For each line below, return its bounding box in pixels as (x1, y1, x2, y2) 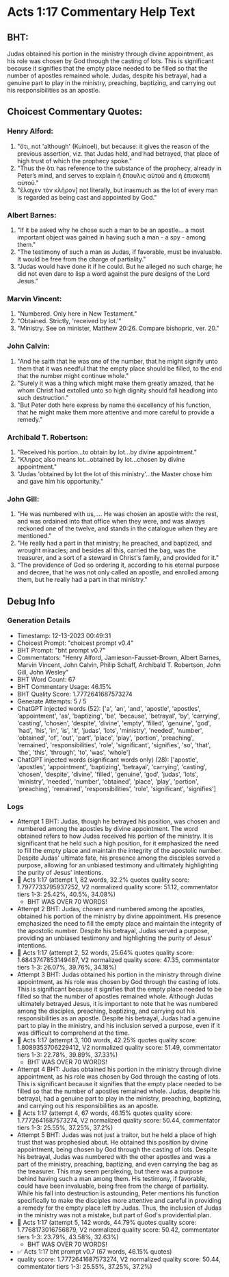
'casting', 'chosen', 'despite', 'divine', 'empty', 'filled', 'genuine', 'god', (16, 718, 212, 727)
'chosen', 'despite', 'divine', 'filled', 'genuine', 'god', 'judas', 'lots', (16, 770, 198, 778)
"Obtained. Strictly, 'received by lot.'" (16, 317, 122, 325)
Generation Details (7, 616, 70, 625)
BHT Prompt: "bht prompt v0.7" (16, 646, 106, 654)
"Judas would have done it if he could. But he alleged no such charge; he (16, 262, 223, 270)
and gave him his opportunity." (16, 477, 104, 485)
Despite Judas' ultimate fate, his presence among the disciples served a (16, 854, 221, 862)
